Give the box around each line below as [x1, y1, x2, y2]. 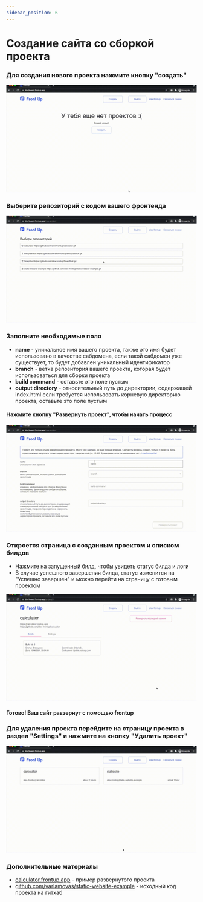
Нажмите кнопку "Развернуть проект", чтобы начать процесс [6, 411, 172, 418]
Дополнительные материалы [6, 862, 98, 871]
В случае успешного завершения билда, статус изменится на [14, 569, 175, 576]
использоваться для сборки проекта [14, 372, 111, 379]
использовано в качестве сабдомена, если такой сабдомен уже [14, 352, 182, 359]
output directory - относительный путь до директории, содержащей [14, 384, 192, 391]
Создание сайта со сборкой [6, 36, 155, 50]
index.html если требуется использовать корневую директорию [14, 390, 181, 398]
